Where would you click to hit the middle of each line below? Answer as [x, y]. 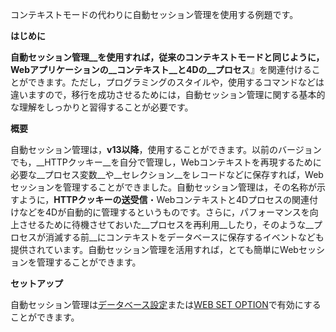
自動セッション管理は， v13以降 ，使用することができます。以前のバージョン [166, 149]
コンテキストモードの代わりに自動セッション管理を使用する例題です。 [154, 14]
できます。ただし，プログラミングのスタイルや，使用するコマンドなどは [176, 82]
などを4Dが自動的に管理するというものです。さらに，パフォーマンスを [164, 212]
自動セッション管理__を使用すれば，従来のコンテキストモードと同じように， [167, 57]
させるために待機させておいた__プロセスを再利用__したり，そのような [162, 224]
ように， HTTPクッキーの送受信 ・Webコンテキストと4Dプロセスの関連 [164, 199]
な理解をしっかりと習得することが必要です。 [102, 107]
